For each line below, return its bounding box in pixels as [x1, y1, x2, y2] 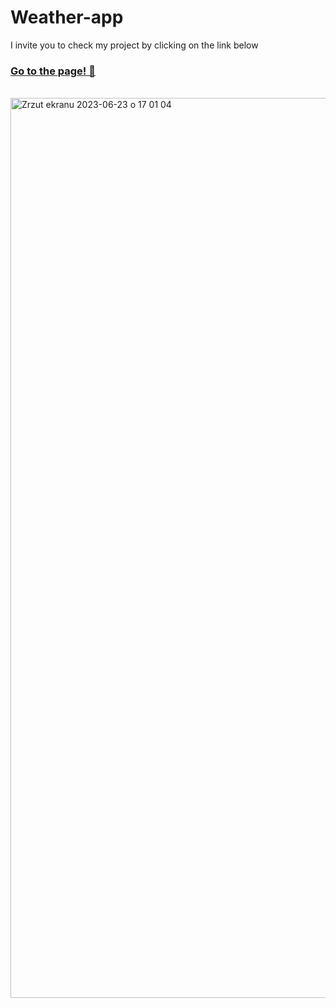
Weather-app [10, 6, 124, 29]
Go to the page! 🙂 [10, 64, 96, 78]
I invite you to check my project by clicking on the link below [10, 39, 259, 51]
